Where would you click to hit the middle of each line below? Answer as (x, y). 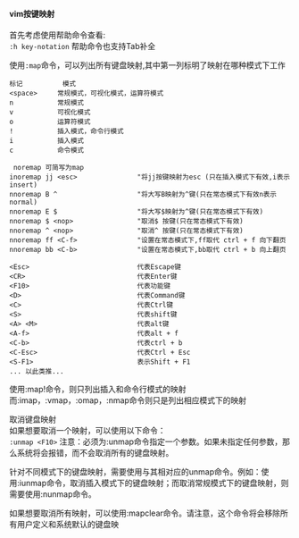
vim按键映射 (32, 13)
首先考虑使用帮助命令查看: (58, 35)
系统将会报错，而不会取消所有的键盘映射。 (95, 453)
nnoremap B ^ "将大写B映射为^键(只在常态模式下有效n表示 (143, 195)
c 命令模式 (47, 151)
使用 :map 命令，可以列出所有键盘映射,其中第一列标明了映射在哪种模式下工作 (147, 65)
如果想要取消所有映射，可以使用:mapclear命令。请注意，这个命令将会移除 (145, 513)
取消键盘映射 (33, 419)
